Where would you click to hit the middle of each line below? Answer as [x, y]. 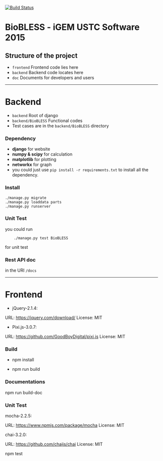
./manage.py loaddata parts [33, 202]
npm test [14, 453]
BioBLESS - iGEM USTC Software [72, 27]
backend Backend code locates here [48, 72]
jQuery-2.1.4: [25, 308]
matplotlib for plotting [34, 160]
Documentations [25, 382]
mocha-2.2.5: [19, 416]
